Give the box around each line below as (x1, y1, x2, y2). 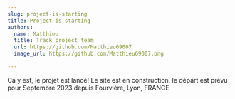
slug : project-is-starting (7, 10, 88, 18)
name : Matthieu (14, 30, 59, 38)
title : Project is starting (7, 17, 91, 24)
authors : (7, 24, 33, 31)
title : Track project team (14, 37, 94, 44)
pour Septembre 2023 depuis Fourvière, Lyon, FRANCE (7, 83, 169, 92)
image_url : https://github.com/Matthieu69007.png (14, 51, 164, 58)
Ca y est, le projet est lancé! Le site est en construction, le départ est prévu (7, 75, 228, 84)
